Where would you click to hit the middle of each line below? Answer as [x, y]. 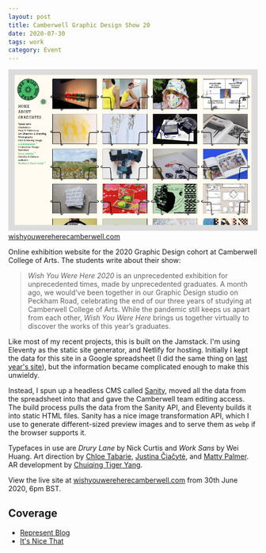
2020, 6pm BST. [35, 488]
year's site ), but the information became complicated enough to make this [129, 366]
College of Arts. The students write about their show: [95, 260]
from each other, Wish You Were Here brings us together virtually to [138, 318]
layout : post [30, 17]
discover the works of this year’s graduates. [99, 326]
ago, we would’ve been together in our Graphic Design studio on [133, 292]
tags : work [26, 42]
